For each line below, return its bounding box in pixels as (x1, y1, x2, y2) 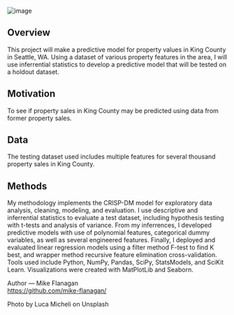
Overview (7, 27, 51, 38)
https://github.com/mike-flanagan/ (7, 286, 107, 295)
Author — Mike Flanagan (7, 279, 79, 288)
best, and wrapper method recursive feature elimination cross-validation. (7, 251, 218, 259)
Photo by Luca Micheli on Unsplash (7, 300, 109, 309)
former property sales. (7, 114, 72, 122)
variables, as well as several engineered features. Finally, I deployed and (7, 236, 216, 244)
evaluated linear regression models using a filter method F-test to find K (7, 243, 214, 251)
